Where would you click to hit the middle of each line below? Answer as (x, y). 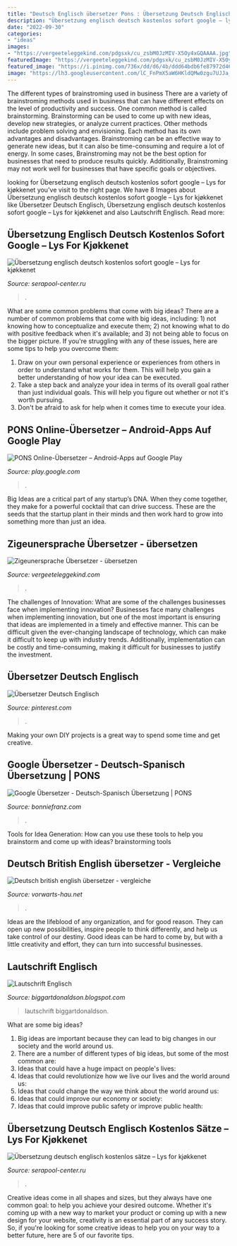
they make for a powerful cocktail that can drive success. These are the (112, 507)
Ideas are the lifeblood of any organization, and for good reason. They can (115, 922)
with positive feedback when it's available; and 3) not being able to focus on (118, 334)
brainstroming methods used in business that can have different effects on (116, 100)
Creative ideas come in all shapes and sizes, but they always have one (110, 1198)
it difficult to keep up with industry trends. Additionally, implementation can (116, 639)
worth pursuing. (41, 400)
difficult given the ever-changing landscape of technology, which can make (117, 632)
